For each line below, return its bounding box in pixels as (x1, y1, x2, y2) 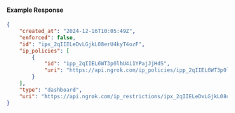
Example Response (6, 6, 64, 14)
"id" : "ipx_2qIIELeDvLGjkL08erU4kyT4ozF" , (19, 41, 145, 48)
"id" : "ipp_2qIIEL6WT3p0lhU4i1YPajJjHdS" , (43, 60, 170, 67)
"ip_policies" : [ (19, 47, 70, 54)
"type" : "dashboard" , (19, 86, 82, 93)
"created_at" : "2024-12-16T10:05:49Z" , (19, 28, 136, 35)
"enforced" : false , (19, 34, 76, 41)
